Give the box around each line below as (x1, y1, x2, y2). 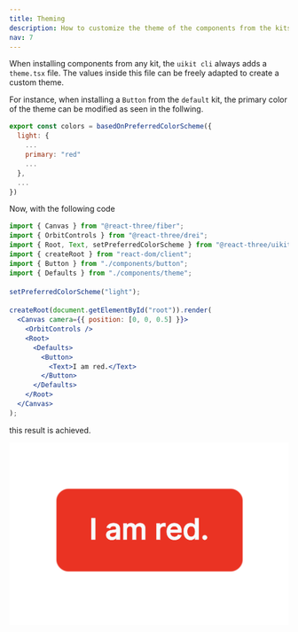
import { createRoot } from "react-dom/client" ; (9, 250, 192, 259)
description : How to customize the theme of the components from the (9, 23, 272, 33)
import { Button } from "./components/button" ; (9, 259, 189, 268)
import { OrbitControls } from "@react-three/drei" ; (9, 231, 208, 240)
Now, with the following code (9, 204, 115, 215)
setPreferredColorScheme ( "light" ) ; (9, 287, 141, 296)
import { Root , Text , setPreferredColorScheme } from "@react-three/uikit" (9, 240, 295, 250)
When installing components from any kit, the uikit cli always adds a (9, 59, 268, 69)
